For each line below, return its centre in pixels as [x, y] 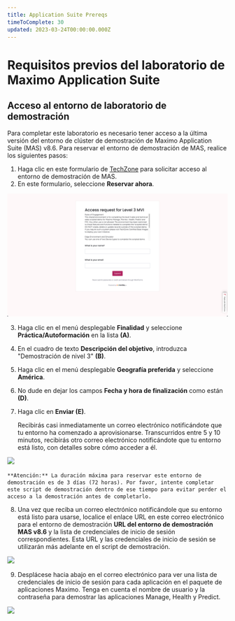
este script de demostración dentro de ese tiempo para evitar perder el [117, 490]
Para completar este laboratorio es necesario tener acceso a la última [107, 134]
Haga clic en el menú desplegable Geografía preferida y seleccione [115, 369]
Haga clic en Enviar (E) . [51, 411]
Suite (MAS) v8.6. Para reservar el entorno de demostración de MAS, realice [117, 148]
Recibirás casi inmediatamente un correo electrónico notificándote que [120, 425]
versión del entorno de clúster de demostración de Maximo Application [109, 141]
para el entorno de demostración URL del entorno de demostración [115, 524]
